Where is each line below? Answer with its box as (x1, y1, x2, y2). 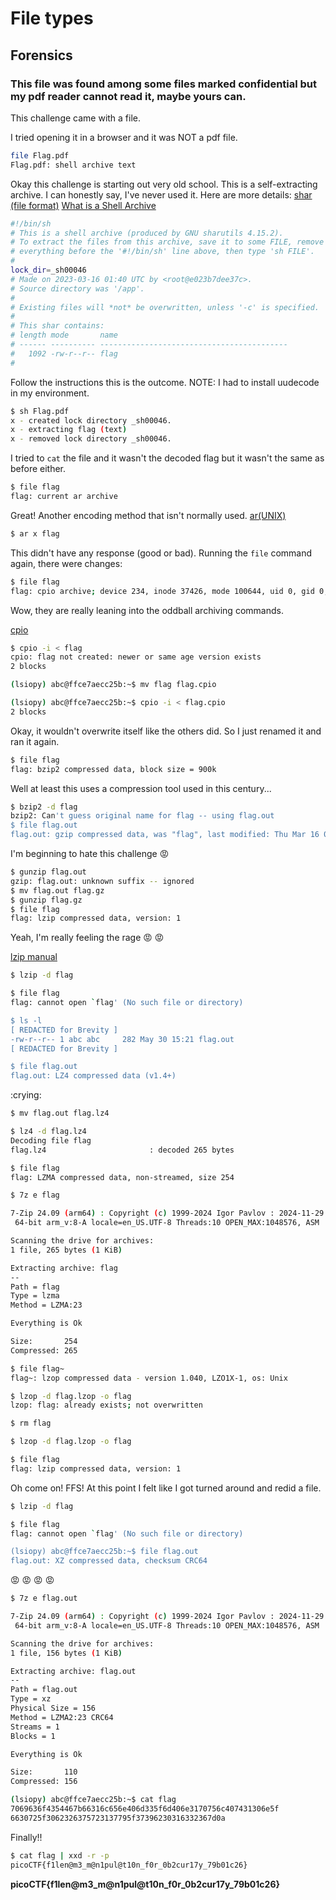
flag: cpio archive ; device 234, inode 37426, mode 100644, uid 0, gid (10, 586, 315, 596)
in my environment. (10, 387, 90, 399)
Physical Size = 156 (10, 1703, 97, 1713)
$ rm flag (10, 1418, 52, 1429)
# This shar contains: (10, 321, 105, 331)
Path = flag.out (10, 1685, 78, 1695)
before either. (10, 463, 67, 475)
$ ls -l (10, 1015, 43, 1026)
